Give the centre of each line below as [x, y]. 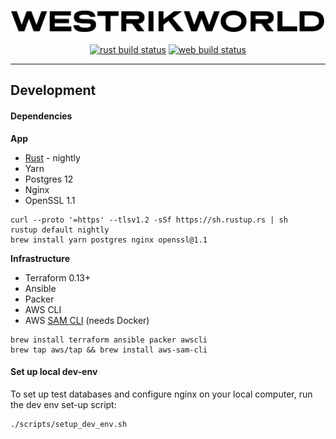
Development [53, 90]
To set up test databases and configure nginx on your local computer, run [161, 394]
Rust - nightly [52, 157]
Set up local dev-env [54, 372]
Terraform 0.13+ [58, 277]
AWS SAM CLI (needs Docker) [87, 320]
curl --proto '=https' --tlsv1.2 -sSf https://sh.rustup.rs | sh [149, 220]
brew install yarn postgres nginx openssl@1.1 [109, 240]
